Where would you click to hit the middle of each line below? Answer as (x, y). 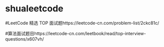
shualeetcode (34, 9)
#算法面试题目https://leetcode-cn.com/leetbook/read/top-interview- (75, 33)
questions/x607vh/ (24, 39)
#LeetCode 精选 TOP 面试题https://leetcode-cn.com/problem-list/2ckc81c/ (82, 23)
